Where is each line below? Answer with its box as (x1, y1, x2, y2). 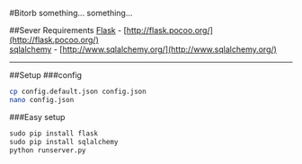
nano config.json (9, 95, 75, 104)
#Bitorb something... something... (9, 8, 133, 18)
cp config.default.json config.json (9, 87, 147, 96)
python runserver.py (9, 145, 87, 155)
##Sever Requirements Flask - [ (9, 25, 128, 35)
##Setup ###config (9, 70, 83, 80)
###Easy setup (9, 111, 66, 122)
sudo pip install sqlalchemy (9, 137, 119, 146)
